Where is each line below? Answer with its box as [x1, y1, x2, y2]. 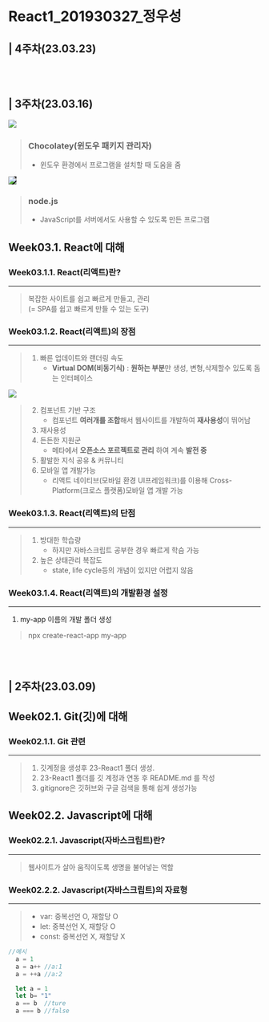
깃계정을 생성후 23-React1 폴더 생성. [39, 763, 155, 773]
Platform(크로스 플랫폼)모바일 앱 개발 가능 [51, 486, 184, 495]
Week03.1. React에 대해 [8, 240, 126, 254]
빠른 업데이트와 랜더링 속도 [39, 353, 124, 363]
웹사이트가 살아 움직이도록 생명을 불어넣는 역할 [27, 862, 174, 872]
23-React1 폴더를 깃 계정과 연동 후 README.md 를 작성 [39, 773, 215, 783]
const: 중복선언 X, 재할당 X [39, 932, 126, 942]
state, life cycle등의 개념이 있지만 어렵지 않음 [51, 565, 194, 575]
